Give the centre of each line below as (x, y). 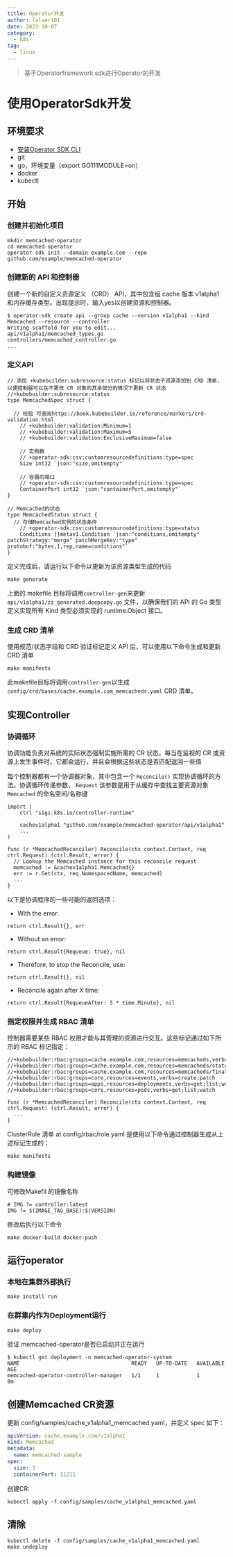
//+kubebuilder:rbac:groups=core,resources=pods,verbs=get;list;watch (111, 1091)
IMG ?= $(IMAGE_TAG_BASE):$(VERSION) (62, 1211)
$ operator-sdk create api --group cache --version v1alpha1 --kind (108, 315)
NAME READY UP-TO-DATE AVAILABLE (116, 1363)
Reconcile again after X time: (58, 991)
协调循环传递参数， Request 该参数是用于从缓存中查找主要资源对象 (114, 785)
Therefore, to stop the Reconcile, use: (71, 965)
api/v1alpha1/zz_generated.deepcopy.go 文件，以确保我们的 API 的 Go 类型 (114, 602)
